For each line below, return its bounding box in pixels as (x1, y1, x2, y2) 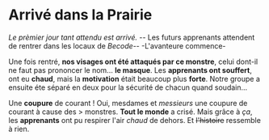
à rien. (8, 124, 30, 134)
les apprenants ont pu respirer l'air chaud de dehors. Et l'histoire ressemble (8, 115, 261, 125)
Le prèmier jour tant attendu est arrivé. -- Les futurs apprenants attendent (8, 32, 255, 42)
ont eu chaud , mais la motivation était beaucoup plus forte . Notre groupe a (8, 74, 261, 83)
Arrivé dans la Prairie (8, 6, 153, 24)
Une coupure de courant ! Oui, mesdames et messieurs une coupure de (8, 98, 248, 108)
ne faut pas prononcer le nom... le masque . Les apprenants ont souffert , (8, 65, 252, 74)
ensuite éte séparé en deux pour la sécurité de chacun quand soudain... (8, 83, 248, 92)
